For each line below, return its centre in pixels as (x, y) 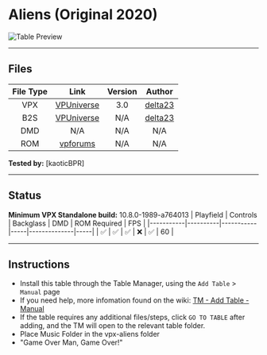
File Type (30, 91)
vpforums (77, 143)
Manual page (40, 292)
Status (25, 196)
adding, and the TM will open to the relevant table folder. (112, 326)
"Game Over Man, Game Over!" (71, 342)
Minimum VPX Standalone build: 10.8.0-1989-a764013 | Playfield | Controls (133, 214)
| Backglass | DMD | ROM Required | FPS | (77, 223)
